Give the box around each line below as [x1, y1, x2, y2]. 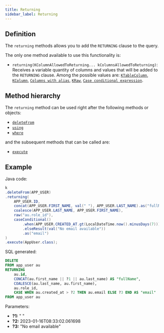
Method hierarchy [5, 92, 61, 100]
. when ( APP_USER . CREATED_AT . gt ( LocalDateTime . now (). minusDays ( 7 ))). [22, 221, 163, 227]
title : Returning [5, 7, 41, 12]
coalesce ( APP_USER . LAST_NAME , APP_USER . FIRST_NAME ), [14, 208, 123, 213]
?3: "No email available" [12, 324, 61, 330]
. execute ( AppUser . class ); [5, 240, 58, 245]
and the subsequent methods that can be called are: [5, 139, 110, 145]
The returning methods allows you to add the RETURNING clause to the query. [5, 43, 159, 49]
